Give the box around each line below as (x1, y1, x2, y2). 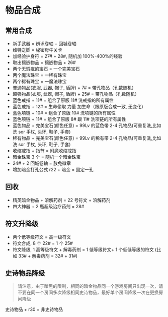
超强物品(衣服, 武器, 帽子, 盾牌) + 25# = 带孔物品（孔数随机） (12, 91, 139, 97)
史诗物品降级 (5, 269, 45, 278)
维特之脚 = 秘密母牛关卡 (12, 47, 62, 53)
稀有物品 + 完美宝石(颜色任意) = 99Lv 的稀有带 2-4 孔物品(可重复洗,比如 (12, 135, 161, 141)
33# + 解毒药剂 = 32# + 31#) (18, 252, 78, 259)
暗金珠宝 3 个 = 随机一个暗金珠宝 (12, 154, 81, 160)
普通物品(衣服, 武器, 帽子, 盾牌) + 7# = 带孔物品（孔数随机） (12, 85, 137, 91)
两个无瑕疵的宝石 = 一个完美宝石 (12, 66, 80, 72)
